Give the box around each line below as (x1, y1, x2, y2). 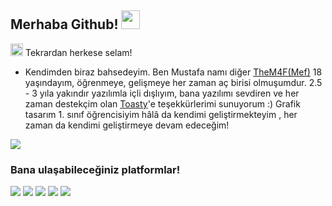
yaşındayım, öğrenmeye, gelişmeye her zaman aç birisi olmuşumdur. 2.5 (24, 76, 323, 88)
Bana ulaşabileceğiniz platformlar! (10, 162, 181, 176)
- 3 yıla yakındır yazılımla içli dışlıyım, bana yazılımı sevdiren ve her (24, 87, 300, 99)
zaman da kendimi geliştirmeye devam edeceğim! (24, 119, 230, 131)
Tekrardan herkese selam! (24, 46, 133, 58)
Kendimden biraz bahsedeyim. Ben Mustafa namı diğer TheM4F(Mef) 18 (24, 66, 323, 78)
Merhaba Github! (10, 16, 119, 33)
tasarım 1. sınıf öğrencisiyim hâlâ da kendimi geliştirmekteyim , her (24, 108, 298, 120)
